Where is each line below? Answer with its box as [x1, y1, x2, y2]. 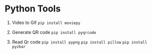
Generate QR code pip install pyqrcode [11, 29, 96, 35]
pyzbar [11, 44, 26, 49]
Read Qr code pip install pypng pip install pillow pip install [11, 38, 147, 45]
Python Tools [4, 3, 61, 14]
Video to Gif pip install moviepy [11, 19, 80, 25]
